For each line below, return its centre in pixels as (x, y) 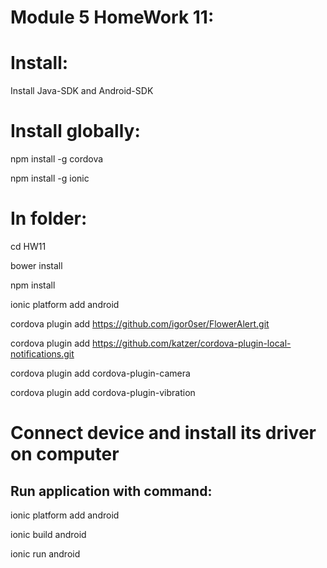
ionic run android (45, 554)
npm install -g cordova (57, 159)
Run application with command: (111, 491)
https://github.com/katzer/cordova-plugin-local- (192, 343)
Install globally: (75, 131)
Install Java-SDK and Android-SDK (82, 91)
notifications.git (42, 354)
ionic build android (48, 534)
